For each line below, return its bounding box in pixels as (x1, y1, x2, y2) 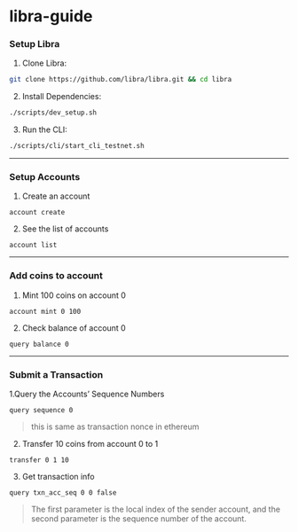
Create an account (21, 191, 90, 201)
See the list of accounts (21, 223, 109, 234)
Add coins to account (9, 270, 104, 282)
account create (9, 208, 66, 217)
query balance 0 (9, 340, 69, 348)
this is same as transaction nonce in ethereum (30, 421, 200, 432)
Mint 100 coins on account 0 (21, 290, 127, 301)
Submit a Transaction (9, 368, 104, 380)
